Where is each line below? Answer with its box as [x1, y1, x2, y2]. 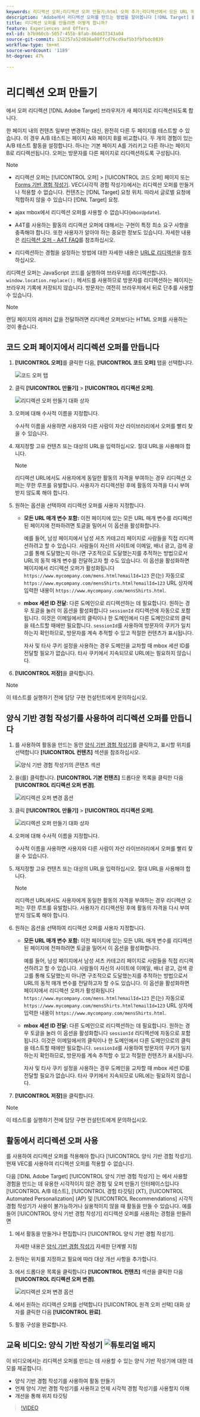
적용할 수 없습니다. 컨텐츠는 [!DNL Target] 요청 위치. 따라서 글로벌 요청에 [21, 189, 191, 196]
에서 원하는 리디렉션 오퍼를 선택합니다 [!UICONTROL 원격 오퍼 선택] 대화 [14, 1301, 185, 1308]
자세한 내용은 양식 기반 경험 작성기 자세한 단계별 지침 [14, 1243, 137, 1250]
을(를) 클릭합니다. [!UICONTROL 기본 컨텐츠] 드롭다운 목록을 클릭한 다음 [14, 774, 183, 782]
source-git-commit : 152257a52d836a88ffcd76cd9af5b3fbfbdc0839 [6, 36, 164, 42]
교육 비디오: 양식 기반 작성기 [6, 1340, 103, 1350]
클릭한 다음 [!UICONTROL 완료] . [26, 1308, 102, 1316]
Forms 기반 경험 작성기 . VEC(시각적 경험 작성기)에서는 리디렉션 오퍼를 [14, 181, 179, 188]
